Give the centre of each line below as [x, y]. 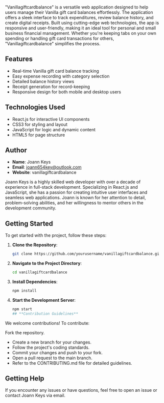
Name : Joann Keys [31, 162]
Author [16, 150]
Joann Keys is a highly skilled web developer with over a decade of [73, 182]
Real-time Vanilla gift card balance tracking [56, 71]
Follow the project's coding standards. [51, 347]
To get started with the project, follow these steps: [56, 235]
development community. [31, 208]
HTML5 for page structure [38, 135]
